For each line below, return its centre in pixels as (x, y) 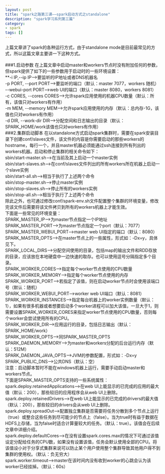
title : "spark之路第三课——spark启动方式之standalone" (58, 14)
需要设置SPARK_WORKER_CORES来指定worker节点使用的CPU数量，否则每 (81, 312)
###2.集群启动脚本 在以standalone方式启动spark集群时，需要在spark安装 (80, 133)
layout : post (18, 10)
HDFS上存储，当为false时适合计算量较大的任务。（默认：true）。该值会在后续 (82, 423)
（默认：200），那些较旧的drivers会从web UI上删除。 (59, 405)
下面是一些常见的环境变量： (33, 213)
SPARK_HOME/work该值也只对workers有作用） (53, 127)
